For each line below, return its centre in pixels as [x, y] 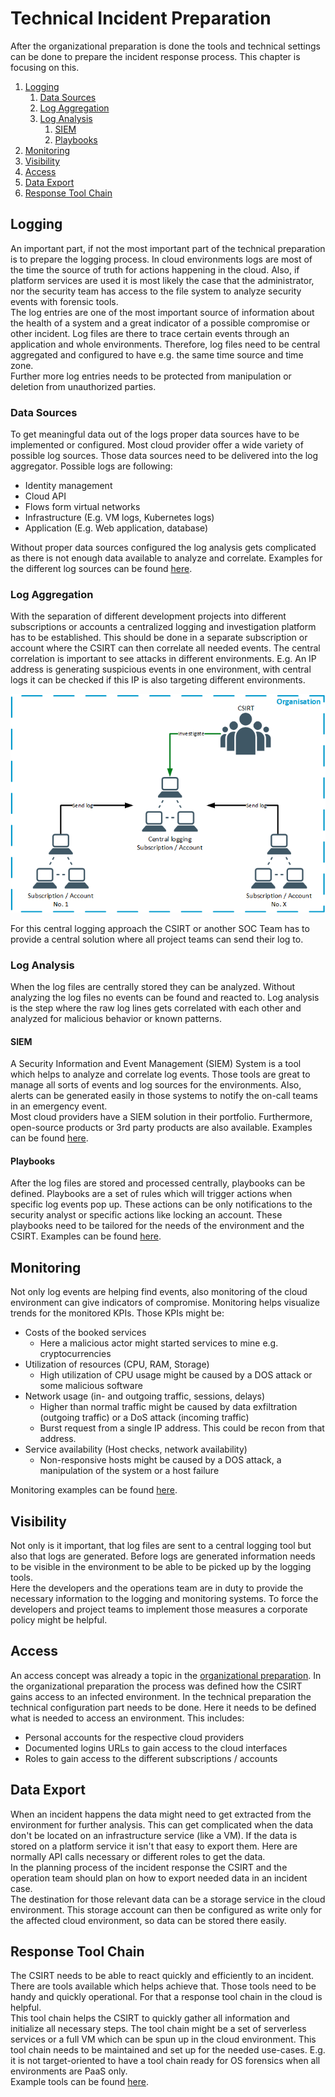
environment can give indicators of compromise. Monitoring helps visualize [165, 1303]
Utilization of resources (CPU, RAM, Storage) [117, 1364]
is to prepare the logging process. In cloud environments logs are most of [161, 259]
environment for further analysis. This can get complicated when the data [162, 1824]
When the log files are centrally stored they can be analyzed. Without [153, 986]
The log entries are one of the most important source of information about [162, 312]
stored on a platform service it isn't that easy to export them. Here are [154, 1846]
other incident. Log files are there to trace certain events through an [150, 333]
